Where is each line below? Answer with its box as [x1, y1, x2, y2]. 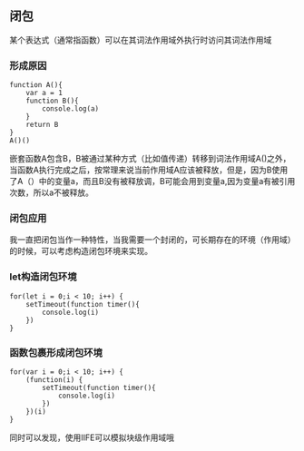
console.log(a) [42, 104, 100, 113]
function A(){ [9, 81, 64, 90]
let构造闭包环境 [9, 270, 77, 283]
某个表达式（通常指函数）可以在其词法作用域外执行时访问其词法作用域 [9, 34, 272, 45]
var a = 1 [25, 89, 64, 98]
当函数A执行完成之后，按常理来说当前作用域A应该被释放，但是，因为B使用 [9, 164, 289, 175]
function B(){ [25, 96, 79, 106]
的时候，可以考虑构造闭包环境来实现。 [9, 246, 152, 257]
